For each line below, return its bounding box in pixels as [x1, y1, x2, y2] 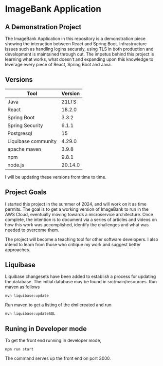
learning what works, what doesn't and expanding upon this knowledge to [5, 56, 154, 62]
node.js [7, 162, 24, 168]
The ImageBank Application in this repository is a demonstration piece [5, 36, 146, 41]
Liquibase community [7, 138, 57, 145]
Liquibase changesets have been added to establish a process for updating [5, 274, 156, 279]
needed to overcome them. [5, 227, 59, 233]
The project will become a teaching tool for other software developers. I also [5, 236, 158, 242]
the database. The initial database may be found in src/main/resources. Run [5, 279, 157, 285]
